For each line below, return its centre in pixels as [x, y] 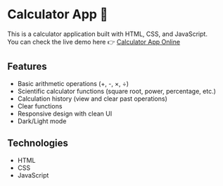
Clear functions [40, 106]
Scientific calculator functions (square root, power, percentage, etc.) [117, 91]
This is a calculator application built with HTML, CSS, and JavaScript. [107, 34]
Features [27, 67]
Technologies [38, 143]
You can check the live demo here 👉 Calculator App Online [94, 42]
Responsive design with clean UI [65, 113]
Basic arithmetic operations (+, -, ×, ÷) [73, 83]
